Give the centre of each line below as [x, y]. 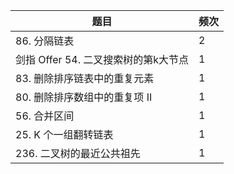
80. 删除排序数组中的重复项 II [84, 97]
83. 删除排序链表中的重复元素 [85, 78]
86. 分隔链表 [45, 41]
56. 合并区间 [45, 116]
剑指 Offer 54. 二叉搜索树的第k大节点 [102, 59]
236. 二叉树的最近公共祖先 [78, 153]
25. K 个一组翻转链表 [64, 134]
